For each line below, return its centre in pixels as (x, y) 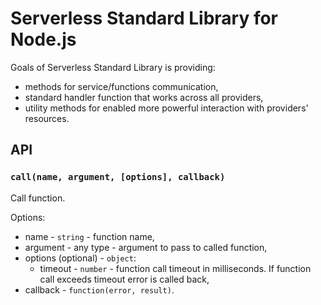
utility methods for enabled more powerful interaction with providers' (166, 108)
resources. (47, 118)
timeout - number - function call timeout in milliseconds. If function (175, 268)
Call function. (38, 198)
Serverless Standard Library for (144, 18)
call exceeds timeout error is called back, (124, 279)
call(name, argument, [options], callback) (118, 177)
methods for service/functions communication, (121, 86)
